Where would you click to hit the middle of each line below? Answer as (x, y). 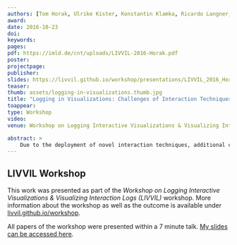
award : (17, 20)
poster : (19, 60)
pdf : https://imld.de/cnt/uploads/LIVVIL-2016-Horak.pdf (93, 54)
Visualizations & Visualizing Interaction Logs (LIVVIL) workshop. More (109, 198)
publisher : (23, 73)
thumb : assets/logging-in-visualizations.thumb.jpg (85, 92)
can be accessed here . (41, 234)
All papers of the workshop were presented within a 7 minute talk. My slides (117, 227)
